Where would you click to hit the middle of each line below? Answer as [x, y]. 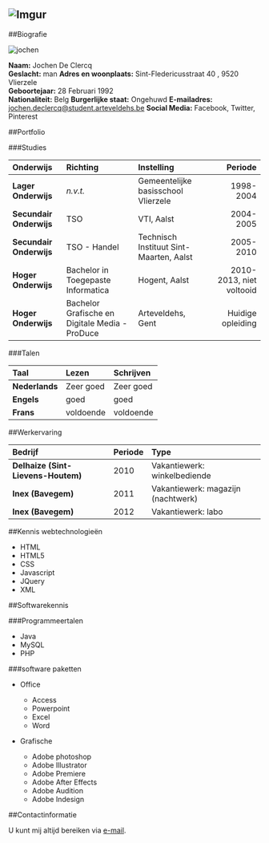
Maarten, [155, 257]
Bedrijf [25, 452]
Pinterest [23, 116]
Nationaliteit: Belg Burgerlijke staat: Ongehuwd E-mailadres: [110, 99]
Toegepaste [88, 280]
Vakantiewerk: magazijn [197, 488]
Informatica [88, 290]
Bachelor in [88, 270]
